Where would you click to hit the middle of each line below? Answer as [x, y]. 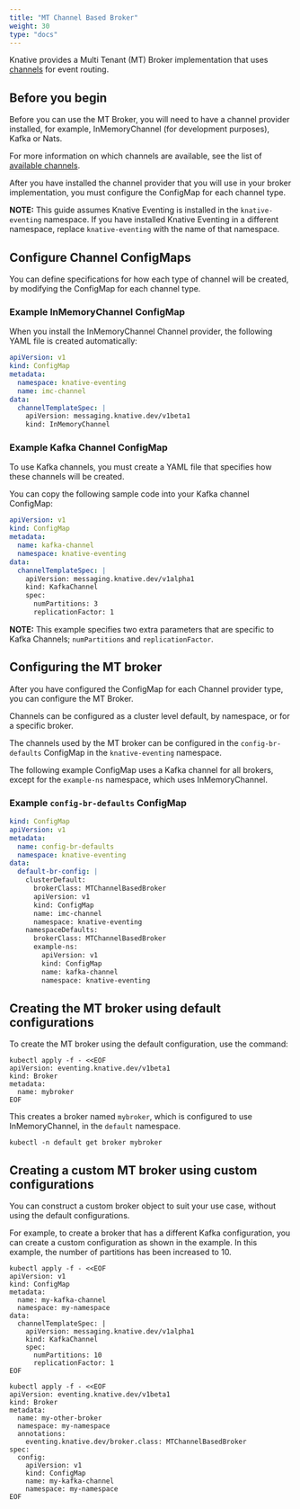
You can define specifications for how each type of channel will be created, [149, 279]
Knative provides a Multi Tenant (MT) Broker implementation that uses [139, 60]
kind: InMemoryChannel [68, 425]
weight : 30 [30, 26]
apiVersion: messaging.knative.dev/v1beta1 [108, 416]
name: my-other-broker [60, 1418]
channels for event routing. [59, 69]
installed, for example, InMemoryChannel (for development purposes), [140, 129]
